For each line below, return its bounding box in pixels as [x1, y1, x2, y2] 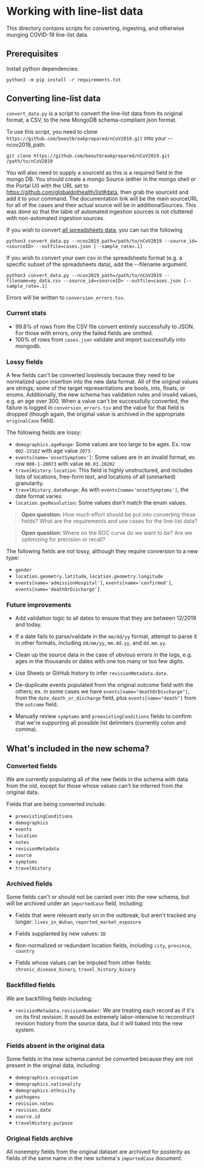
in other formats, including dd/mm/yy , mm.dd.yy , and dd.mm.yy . [15, 639, 167, 647]
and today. [15, 621, 42, 628]
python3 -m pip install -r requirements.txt [6, 76, 121, 83]
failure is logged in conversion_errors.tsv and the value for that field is [6, 404, 185, 411]
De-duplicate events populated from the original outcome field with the [15, 681, 194, 689]
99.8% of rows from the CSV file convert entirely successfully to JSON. [15, 323, 195, 330]
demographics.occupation [15, 1074, 79, 1081]
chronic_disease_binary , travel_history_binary [15, 966, 136, 973]
